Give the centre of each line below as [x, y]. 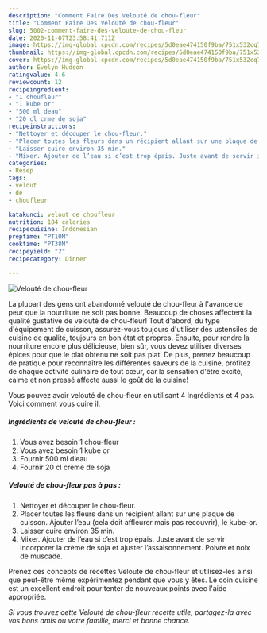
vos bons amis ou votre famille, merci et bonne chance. [99, 620]
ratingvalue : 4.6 [37, 75]
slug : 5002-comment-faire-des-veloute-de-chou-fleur [97, 30]
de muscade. [41, 556]
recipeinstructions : [43, 126]
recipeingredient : [39, 89]
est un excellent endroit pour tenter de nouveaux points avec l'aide [118, 588]
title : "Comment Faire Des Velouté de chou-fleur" [94, 23]
